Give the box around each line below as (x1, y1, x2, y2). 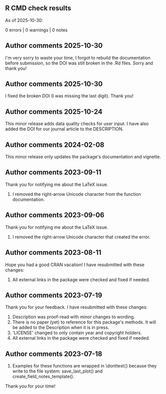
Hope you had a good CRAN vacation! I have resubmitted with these (5, 262, 145, 268)
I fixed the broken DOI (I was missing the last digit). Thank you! (5, 93, 134, 99)
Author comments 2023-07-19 (5, 291, 102, 299)
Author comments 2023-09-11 (5, 168, 102, 177)
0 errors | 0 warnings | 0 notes (5, 27, 68, 33)
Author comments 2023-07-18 (5, 350, 102, 358)
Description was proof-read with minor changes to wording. (12, 314, 135, 320)
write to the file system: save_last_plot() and (12, 368, 103, 374)
